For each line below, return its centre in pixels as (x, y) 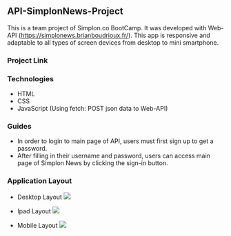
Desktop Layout (39, 197)
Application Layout (40, 181)
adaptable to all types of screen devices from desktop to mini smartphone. (113, 42)
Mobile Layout (37, 225)
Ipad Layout (34, 211)
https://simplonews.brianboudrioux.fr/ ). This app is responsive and (115, 35)
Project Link (28, 60)
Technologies (30, 78)
